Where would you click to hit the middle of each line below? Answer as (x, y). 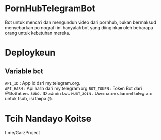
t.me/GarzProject (22, 132)
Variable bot (24, 71)
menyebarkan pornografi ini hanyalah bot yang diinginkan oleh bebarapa (79, 27)
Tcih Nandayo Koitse (48, 119)
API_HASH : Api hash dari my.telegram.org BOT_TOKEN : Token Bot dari (74, 88)
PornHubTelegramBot (50, 9)
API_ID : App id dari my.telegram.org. (43, 83)
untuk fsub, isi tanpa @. (29, 98)
